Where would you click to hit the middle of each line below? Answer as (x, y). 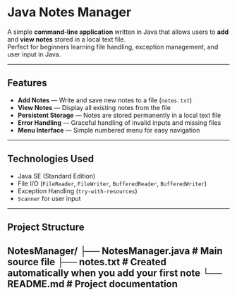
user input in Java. (34, 54)
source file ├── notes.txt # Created (87, 262)
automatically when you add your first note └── (115, 273)
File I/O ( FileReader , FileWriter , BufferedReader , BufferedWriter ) (112, 183)
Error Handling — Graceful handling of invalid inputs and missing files (119, 122)
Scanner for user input (49, 198)
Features (27, 83)
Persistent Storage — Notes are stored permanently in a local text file (119, 115)
